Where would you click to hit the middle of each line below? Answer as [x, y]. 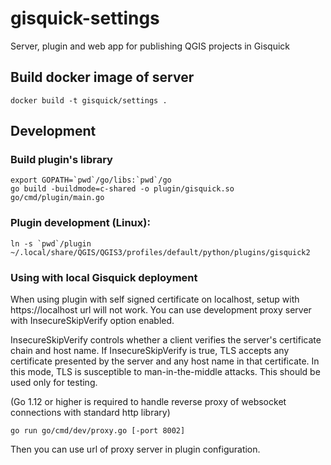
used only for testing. [54, 383]
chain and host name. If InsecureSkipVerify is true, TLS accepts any [150, 351]
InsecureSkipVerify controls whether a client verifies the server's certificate [166, 340]
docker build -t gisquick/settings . [89, 100]
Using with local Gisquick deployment [104, 277]
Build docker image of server [102, 77]
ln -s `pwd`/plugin [51, 243]
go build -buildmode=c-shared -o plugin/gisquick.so [122, 189]
